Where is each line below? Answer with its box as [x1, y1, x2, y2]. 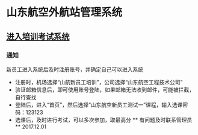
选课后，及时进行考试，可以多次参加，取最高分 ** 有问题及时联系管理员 [14, 116, 193, 124]
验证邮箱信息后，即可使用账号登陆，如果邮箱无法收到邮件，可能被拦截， [14, 86, 194, 93]
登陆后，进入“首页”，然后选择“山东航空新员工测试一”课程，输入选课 [14, 101, 183, 108]
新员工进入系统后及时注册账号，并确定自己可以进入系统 [6, 66, 143, 73]
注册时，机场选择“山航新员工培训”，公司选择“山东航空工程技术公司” [14, 78, 183, 86]
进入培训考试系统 [6, 31, 70, 42]
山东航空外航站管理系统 [6, 5, 123, 19]
